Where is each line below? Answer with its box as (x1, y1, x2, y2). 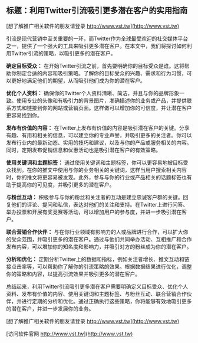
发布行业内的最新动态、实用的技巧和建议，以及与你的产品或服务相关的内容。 (6, 139, 192, 146)
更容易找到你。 (6, 112, 42, 119)
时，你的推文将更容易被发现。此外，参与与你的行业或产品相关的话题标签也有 (6, 174, 192, 181)
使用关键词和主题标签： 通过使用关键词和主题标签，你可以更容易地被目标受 (6, 159, 189, 166)
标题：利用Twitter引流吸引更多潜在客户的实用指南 (6, 5, 188, 16)
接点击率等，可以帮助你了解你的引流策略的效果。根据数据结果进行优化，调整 (6, 263, 192, 270)
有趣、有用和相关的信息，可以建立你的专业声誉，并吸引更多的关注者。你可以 (6, 132, 192, 139)
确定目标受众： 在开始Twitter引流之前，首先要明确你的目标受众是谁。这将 (6, 62, 184, 69)
